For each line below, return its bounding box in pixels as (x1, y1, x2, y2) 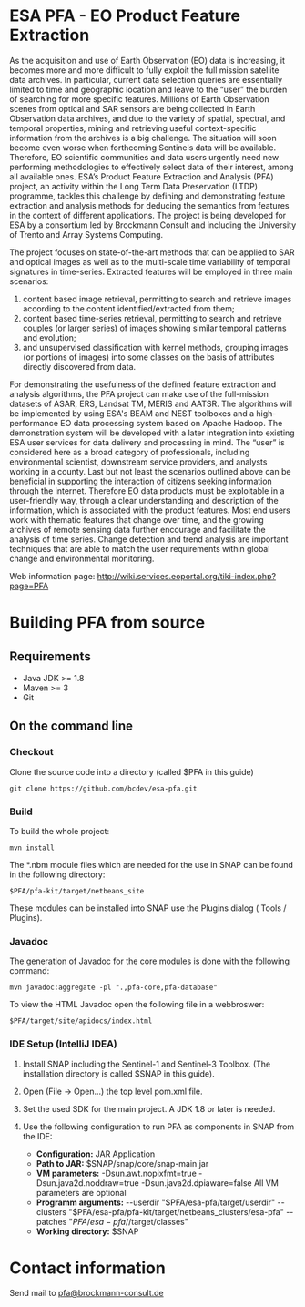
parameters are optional (36, 1187, 127, 1198)
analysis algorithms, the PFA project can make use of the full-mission (9, 388, 269, 399)
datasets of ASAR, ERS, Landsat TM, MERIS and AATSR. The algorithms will (9, 398, 293, 409)
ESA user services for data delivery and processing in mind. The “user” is (9, 436, 285, 447)
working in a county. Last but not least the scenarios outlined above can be (9, 465, 291, 476)
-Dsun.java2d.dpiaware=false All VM (140, 1177, 280, 1189)
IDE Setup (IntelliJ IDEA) (9, 1037, 118, 1050)
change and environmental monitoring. (9, 553, 155, 564)
